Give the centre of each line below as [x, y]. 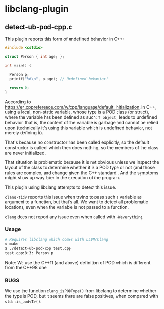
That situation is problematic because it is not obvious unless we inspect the [82, 162]
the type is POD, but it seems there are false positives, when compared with [82, 296]
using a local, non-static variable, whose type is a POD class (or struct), [77, 112]
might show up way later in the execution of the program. [63, 178]
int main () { [18, 65]
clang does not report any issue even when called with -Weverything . [74, 217]
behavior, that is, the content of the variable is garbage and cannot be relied [82, 122]
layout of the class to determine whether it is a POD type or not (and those [80, 167]
